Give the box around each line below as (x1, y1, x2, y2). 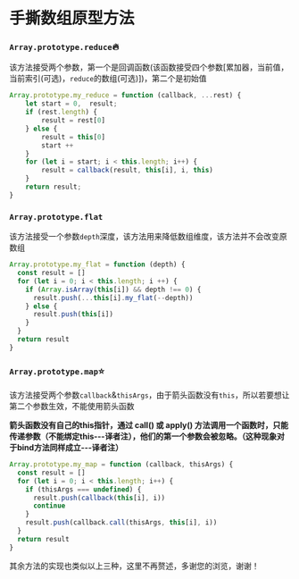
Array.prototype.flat (9, 212, 104, 222)
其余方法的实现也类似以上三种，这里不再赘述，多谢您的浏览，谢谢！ (9, 560, 260, 571)
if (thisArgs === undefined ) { (25, 484, 142, 494)
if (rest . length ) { (25, 108, 98, 117)
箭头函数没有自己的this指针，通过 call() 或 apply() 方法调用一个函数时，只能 (9, 420, 289, 431)
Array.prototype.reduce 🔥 (9, 41, 120, 54)
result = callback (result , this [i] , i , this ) (41, 166, 214, 175)
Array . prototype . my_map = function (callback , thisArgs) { (9, 460, 234, 469)
